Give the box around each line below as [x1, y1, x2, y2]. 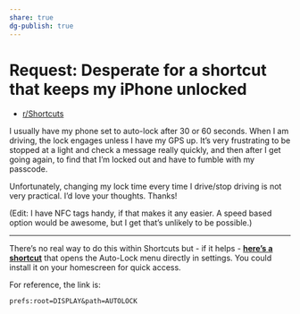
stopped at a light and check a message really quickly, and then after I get [9, 145, 281, 156]
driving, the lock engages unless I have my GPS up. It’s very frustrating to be [9, 135, 291, 146]
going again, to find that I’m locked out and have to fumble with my [9, 154, 255, 165]
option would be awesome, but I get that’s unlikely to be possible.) [9, 217, 253, 228]
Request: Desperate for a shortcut [9, 60, 267, 81]
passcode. [9, 164, 48, 174]
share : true [9, 13, 54, 22]
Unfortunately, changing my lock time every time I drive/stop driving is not [9, 181, 282, 192]
